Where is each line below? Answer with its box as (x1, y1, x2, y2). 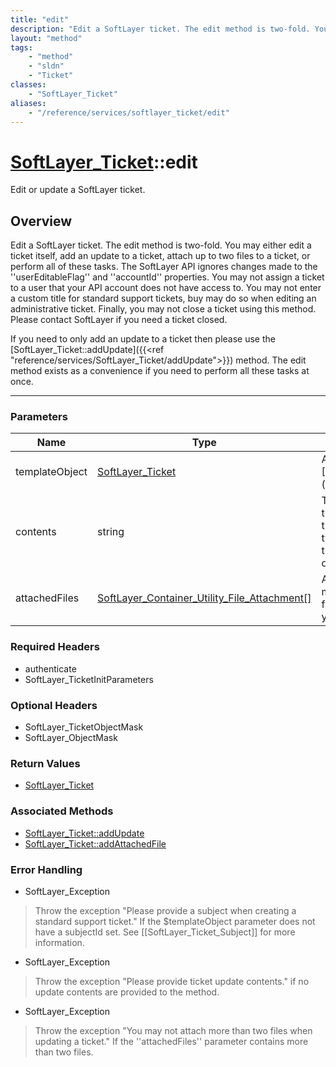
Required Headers (10, 640, 100, 654)
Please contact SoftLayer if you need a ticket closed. (10, 314, 228, 326)
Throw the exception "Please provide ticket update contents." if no (34, 975, 310, 987)
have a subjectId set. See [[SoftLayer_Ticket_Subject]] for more (34, 926, 296, 938)
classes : (10, 80, 47, 90)
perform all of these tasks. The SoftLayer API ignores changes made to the (10, 261, 318, 273)
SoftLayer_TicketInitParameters (24, 673, 154, 685)
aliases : (10, 98, 47, 108)
